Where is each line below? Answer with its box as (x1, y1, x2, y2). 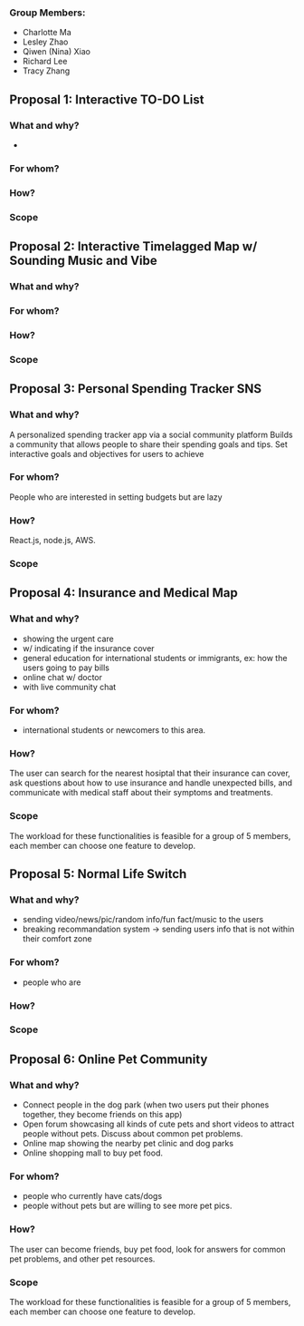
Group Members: (9, 6, 86, 19)
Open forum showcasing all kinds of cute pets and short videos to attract (22, 1118, 295, 1130)
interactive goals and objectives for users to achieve (9, 448, 204, 459)
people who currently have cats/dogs (22, 1191, 163, 1202)
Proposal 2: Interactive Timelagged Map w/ (9, 239, 258, 255)
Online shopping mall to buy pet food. (22, 1147, 164, 1158)
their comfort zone (22, 933, 92, 944)
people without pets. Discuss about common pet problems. (22, 1128, 243, 1139)
